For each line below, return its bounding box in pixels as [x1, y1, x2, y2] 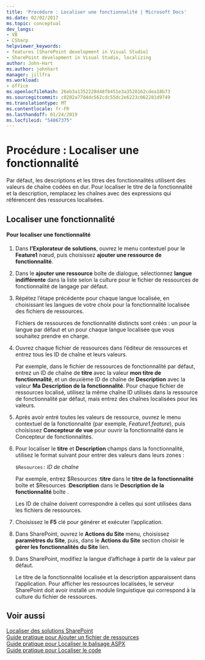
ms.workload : [6, 77, 40, 83]
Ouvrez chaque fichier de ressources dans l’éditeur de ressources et [15, 344, 188, 351]
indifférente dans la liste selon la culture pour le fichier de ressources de [15, 276, 199, 283]
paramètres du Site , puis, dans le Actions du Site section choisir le [15, 536, 185, 544]
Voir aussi [6, 610, 45, 621]
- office [6, 83, 29, 89]
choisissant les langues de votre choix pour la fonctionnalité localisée [15, 301, 190, 308]
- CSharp [6, 37, 29, 43]
